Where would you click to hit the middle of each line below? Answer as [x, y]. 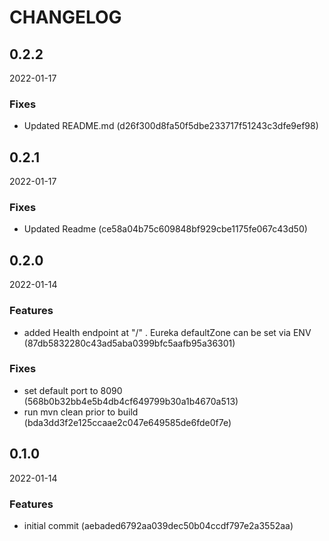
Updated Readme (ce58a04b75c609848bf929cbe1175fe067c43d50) [165, 229]
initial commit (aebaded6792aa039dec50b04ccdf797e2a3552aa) [158, 525]
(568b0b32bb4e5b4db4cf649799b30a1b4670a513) [131, 401]
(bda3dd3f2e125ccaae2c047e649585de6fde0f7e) [127, 422]
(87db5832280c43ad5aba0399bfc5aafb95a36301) [129, 343]
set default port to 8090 [73, 390]
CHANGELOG [65, 17]
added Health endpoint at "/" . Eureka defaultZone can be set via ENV [167, 332]
